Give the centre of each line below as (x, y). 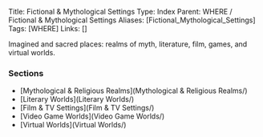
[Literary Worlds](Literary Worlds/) (77, 99)
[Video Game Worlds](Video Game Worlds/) (92, 116)
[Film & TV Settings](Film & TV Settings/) (87, 108)
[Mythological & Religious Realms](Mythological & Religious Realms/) (134, 91)
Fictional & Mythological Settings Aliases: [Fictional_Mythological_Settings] (132, 20)
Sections (26, 73)
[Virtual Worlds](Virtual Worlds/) (73, 125)
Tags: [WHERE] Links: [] (48, 28)
